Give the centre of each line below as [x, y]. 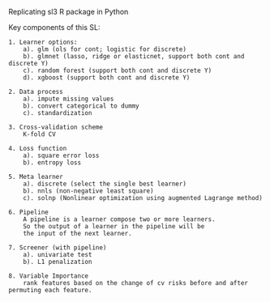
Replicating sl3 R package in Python [69, 12]
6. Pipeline [28, 212]
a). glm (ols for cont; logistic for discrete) [105, 49]
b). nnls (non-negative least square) [88, 191]
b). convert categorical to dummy [81, 106]
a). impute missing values [69, 99]
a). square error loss [61, 155]
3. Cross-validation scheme [56, 127]
